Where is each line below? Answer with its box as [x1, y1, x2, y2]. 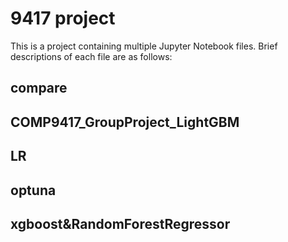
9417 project [10, 7, 116, 30]
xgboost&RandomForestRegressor [10, 215, 231, 232]
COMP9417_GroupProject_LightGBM [10, 113, 240, 131]
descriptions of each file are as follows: [10, 50, 173, 62]
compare [10, 80, 68, 97]
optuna [10, 182, 57, 199]
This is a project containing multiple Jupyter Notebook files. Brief [10, 40, 278, 52]
